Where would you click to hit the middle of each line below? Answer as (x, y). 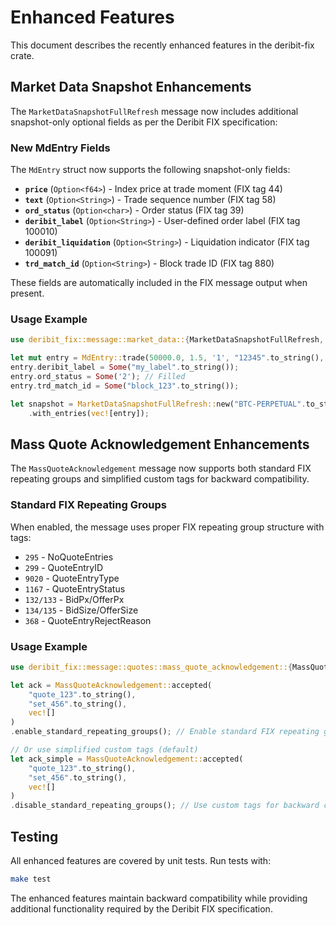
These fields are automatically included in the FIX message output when (159, 283)
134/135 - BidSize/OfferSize (81, 610)
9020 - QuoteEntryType (72, 578)
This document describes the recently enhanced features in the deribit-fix (162, 45)
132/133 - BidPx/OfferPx (74, 599)
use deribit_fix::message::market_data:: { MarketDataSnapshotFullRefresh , (167, 340)
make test (31, 879)
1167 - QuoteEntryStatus (75, 588)
